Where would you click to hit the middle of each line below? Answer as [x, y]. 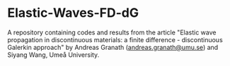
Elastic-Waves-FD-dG [73, 13]
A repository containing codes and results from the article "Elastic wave [112, 32]
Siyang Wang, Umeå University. [53, 55]
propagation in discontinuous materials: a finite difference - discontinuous [115, 39]
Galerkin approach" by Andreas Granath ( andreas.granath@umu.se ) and [113, 47]
